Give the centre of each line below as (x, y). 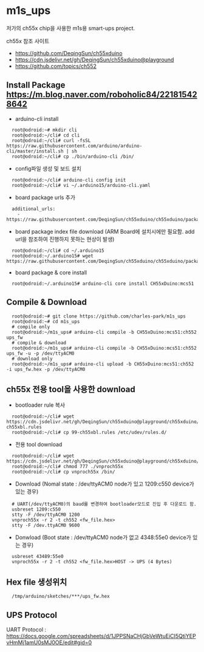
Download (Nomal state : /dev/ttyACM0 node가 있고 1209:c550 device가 (104, 484)
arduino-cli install (37, 118)
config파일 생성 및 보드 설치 (48, 168)
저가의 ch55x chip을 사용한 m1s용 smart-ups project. (71, 28)
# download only (32, 359)
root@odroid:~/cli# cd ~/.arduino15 (58, 250)
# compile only (31, 327)
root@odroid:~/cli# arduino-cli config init (69, 180)
